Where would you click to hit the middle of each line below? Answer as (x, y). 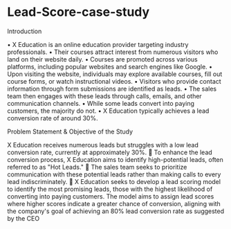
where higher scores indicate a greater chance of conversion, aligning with (114, 203)
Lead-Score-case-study (78, 12)
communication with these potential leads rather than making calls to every (114, 174)
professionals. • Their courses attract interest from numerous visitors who (113, 52)
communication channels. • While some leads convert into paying (101, 103)
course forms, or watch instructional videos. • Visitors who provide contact (114, 81)
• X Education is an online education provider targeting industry (98, 44)
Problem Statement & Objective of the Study (70, 131)
